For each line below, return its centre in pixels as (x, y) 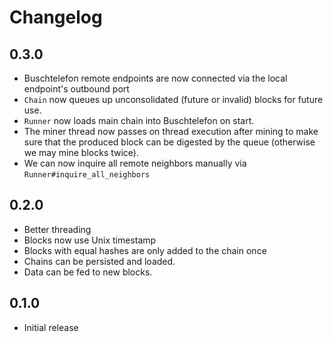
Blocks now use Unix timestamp (90, 240)
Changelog (56, 17)
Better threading (57, 229)
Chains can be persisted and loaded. (99, 261)
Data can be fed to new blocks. (88, 272)
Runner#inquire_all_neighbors (87, 175)
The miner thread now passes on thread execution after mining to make (171, 131)
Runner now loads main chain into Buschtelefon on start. (139, 120)
